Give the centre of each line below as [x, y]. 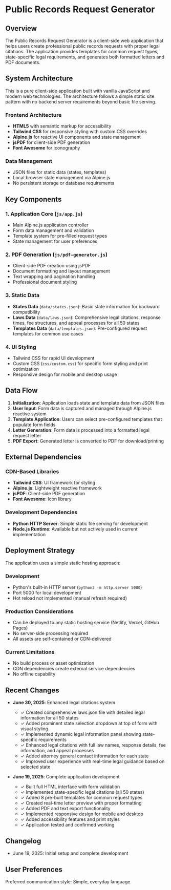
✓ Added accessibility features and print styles [70, 819]
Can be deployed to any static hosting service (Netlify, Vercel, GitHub [86, 623]
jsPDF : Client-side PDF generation [49, 494]
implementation [29, 534]
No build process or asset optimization [54, 663]
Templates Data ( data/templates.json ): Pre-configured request [80, 328]
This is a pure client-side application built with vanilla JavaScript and [78, 91]
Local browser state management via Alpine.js [61, 178]
